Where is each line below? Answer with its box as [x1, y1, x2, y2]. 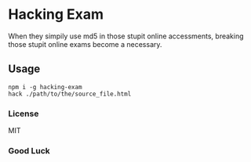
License [8, 108, 39, 119]
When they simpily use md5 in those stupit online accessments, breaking [8, 31, 245, 41]
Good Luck [8, 145, 51, 156]
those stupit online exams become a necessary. [8, 39, 162, 49]
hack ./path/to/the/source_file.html [8, 90, 132, 98]
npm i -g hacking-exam [8, 83, 82, 91]
